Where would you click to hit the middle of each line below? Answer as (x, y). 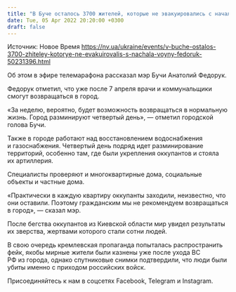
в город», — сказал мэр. (44, 211)
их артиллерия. (31, 161)
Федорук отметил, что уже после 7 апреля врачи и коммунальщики (110, 89)
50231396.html (29, 62)
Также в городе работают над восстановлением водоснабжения (105, 138)
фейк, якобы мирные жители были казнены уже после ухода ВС (104, 253)
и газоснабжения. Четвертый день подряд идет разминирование (105, 146)
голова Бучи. (27, 125)
